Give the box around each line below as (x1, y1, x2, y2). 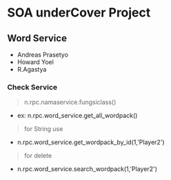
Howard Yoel (17, 58, 54, 66)
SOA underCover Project (7, 5, 151, 21)
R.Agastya (17, 66, 47, 73)
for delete (23, 152, 52, 160)
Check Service (7, 82, 58, 92)
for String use (23, 125, 63, 133)
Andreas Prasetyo (17, 50, 69, 59)
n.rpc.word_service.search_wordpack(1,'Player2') (17, 165, 157, 173)
